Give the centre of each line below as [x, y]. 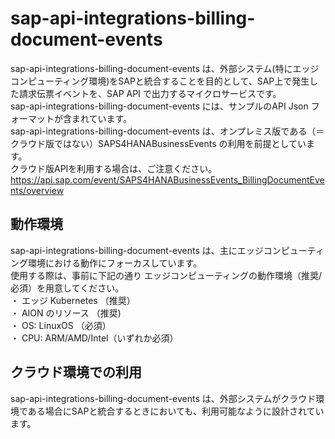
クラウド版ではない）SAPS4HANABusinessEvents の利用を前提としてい [158, 143]
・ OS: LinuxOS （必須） [61, 325]
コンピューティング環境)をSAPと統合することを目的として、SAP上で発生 [160, 81]
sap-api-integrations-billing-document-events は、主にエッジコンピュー [159, 250]
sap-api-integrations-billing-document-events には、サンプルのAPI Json [159, 106]
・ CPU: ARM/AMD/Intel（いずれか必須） [94, 338]
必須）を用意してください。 [67, 288]
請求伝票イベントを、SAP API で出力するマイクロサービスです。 [150, 93]
